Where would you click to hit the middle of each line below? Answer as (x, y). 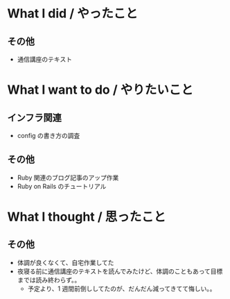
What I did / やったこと (73, 14)
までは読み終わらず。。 (49, 280)
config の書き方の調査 (48, 136)
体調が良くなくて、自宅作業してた (65, 262)
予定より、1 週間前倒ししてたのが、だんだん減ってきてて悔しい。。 (122, 289)
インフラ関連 (35, 118)
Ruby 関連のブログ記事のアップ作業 (68, 178)
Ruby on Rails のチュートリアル (62, 186)
